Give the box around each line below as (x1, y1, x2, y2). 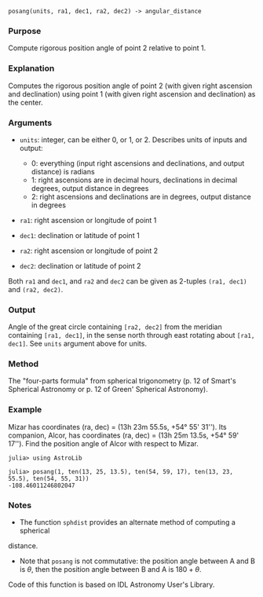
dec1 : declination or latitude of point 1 (19, 230, 140, 240)
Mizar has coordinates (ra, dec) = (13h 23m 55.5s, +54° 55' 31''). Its (8, 422, 227, 431)
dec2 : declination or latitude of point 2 (19, 261, 141, 270)
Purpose (8, 25, 42, 36)
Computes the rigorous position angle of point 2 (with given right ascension (8, 81, 253, 90)
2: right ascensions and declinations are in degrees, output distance (31, 192, 251, 201)
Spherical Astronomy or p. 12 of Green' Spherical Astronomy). (8, 385, 208, 394)
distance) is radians (31, 167, 96, 176)
